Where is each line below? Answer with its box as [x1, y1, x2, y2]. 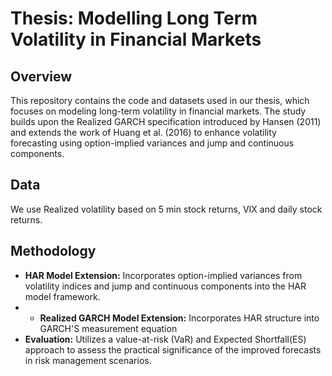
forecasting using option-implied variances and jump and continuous [10, 137, 295, 149]
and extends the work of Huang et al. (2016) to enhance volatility [10, 127, 277, 138]
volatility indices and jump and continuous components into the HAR [24, 280, 307, 292]
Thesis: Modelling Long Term [10, 7, 258, 30]
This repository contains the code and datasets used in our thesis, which [10, 95, 310, 106]
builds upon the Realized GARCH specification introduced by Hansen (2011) [10, 116, 322, 127]
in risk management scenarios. [24, 354, 152, 366]
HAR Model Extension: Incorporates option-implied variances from [24, 269, 303, 281]
